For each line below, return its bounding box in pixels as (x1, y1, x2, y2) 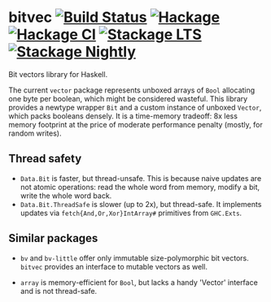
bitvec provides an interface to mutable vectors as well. (20, 261, 208, 271)
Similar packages (8, 231, 98, 245)
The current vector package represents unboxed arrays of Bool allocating (8, 85, 256, 95)
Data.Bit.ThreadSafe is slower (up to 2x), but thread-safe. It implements (20, 199, 262, 209)
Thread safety (8, 152, 82, 166)
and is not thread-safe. (20, 286, 98, 296)
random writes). (8, 128, 62, 138)
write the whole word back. (20, 191, 112, 201)
